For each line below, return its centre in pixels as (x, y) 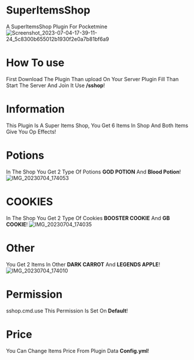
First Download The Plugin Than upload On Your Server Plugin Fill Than (93, 79)
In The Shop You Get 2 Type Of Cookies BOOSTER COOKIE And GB (88, 218)
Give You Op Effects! (31, 131)
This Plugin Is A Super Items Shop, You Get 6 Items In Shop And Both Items (97, 125)
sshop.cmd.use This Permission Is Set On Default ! (67, 311)
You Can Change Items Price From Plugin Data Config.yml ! (78, 351)
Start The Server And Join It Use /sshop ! (56, 85)
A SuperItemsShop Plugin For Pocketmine (57, 26)
